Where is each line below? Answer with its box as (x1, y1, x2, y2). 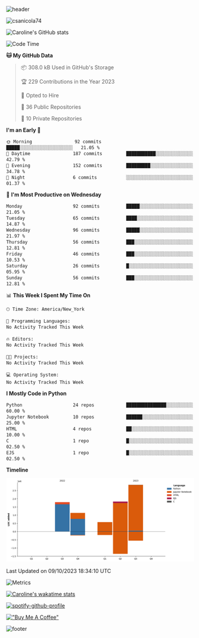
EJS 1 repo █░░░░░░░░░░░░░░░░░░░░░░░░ (6, 450, 194, 456)
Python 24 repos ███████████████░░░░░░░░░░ (6, 402, 194, 408)
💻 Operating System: (6, 372, 60, 378)
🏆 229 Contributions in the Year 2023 (20, 78, 115, 85)
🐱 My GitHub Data (6, 52, 54, 59)
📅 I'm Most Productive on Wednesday (6, 191, 101, 198)
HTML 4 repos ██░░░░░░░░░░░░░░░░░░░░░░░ (6, 426, 194, 432)
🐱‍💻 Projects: (6, 354, 39, 360)
